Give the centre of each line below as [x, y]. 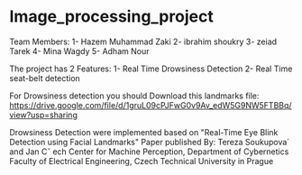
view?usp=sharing [44, 115]
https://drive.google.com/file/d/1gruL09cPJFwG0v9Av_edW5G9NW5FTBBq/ [151, 105]
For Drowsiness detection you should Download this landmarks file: [134, 96]
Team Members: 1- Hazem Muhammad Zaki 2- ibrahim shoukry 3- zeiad [143, 41]
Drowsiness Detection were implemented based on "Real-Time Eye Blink [144, 132]
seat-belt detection [45, 78]
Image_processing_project [111, 17]
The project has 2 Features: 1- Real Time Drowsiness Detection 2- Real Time [151, 69]
